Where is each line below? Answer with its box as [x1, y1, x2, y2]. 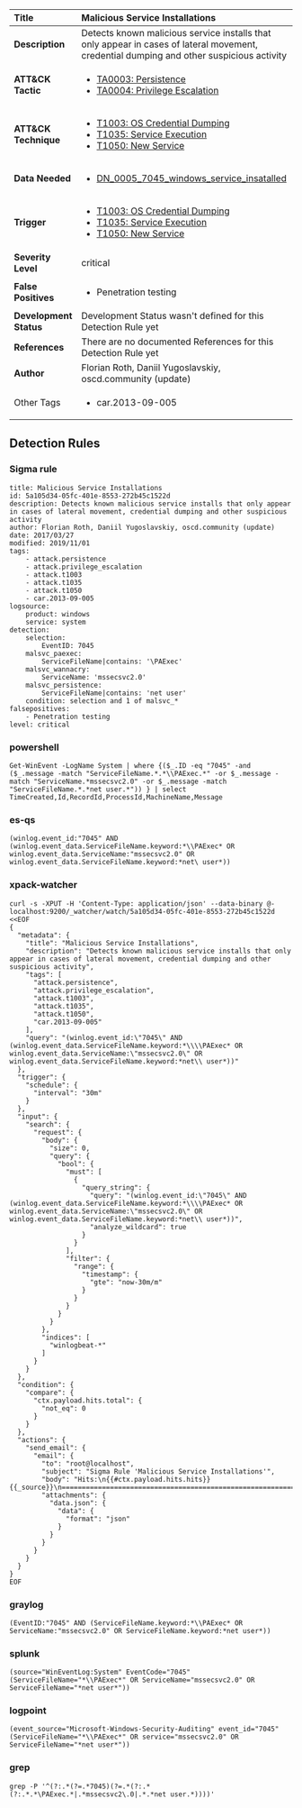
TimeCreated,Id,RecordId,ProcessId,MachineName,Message [9, 792, 223, 801]
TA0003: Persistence [96, 73, 186, 85]
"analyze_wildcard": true [89, 1222, 187, 1231]
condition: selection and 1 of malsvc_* [25, 696, 179, 706]
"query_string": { [81, 1183, 151, 1192]
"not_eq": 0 [41, 1403, 87, 1413]
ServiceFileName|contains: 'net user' [41, 689, 187, 698]
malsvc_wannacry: [25, 664, 91, 674]
